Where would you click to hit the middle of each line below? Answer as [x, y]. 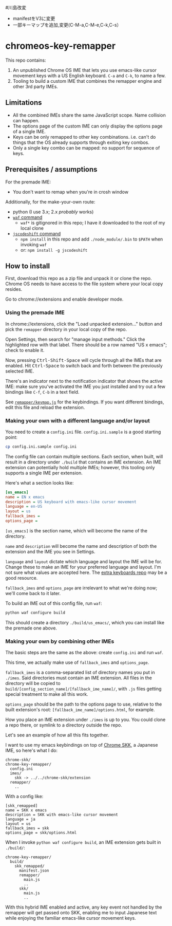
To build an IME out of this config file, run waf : [54, 603]
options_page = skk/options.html [41, 833]
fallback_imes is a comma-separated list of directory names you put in [80, 673]
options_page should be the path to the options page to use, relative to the [84, 704]
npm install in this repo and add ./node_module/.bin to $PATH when [92, 239]
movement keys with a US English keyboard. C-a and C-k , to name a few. [89, 76]
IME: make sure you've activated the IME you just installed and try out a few [85, 386]
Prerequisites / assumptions [51, 169]
